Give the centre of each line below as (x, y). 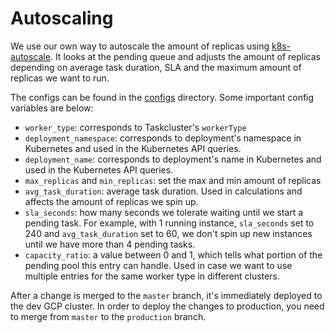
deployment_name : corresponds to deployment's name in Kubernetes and (173, 159)
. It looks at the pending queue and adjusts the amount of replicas (185, 56)
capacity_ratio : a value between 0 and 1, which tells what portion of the (173, 254)
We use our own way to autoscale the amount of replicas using (140, 46)
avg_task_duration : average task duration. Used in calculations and (163, 191)
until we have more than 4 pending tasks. (110, 244)
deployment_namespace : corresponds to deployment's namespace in (163, 138)
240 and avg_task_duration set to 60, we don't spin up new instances (168, 233)
